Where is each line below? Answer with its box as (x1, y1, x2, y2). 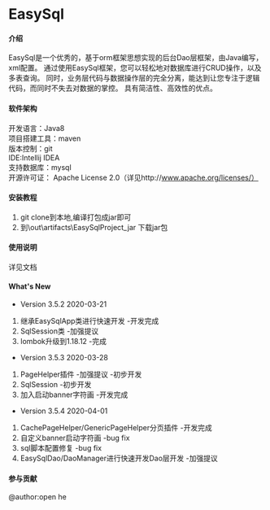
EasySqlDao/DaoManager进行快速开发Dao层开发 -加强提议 (20, 453, 218, 464)
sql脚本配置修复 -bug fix (20, 443, 102, 453)
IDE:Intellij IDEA (8, 152, 60, 163)
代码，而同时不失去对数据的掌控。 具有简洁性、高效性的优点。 (8, 83, 217, 94)
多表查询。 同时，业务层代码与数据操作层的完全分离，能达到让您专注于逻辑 (8, 73, 260, 83)
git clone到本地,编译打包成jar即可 (20, 212, 132, 222)
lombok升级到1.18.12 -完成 (20, 337, 107, 347)
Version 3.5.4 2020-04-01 (20, 406, 108, 416)
